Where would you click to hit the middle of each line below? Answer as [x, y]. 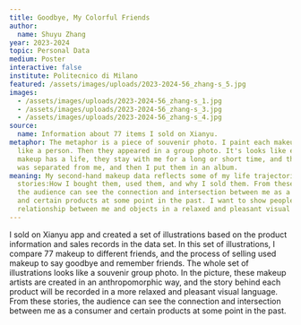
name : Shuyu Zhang [52, 34]
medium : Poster [38, 59]
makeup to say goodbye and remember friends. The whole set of [129, 263]
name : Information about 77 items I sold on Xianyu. [118, 134]
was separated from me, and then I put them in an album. [128, 167]
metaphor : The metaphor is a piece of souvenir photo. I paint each [140, 142]
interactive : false [46, 68]
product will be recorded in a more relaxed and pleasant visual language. [144, 291]
